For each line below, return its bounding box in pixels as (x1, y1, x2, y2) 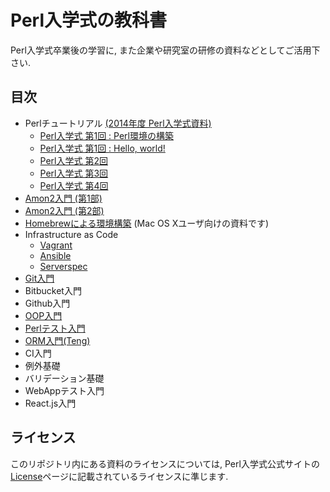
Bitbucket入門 (24, 284, 82, 296)
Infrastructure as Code (24, 228, 119, 240)
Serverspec (39, 260, 88, 272)
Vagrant (39, 239, 73, 251)
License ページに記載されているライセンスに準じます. (10, 470, 229, 482)
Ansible (39, 249, 72, 261)
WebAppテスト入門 (24, 384, 105, 396)
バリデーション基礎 (24, 372, 105, 384)
